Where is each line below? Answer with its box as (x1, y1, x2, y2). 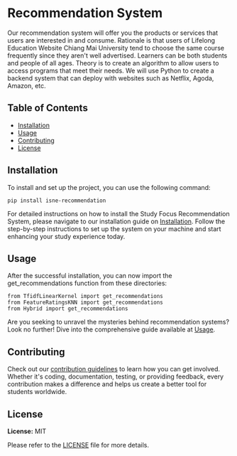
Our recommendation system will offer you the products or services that (7, 28, 219, 37)
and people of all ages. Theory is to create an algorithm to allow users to (7, 58, 219, 67)
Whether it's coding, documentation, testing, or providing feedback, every (7, 372, 224, 381)
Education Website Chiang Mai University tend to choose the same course (7, 43, 225, 52)
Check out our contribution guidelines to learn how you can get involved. (7, 365, 221, 373)
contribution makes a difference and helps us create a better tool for (7, 380, 207, 388)
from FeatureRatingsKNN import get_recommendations (7, 299, 163, 307)
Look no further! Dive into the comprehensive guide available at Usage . (7, 325, 216, 334)
